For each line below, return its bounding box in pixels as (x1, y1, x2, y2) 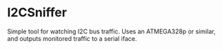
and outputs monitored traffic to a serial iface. (7, 34, 137, 42)
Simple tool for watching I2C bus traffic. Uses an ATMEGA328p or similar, (7, 27, 216, 35)
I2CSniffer (7, 5, 68, 20)
